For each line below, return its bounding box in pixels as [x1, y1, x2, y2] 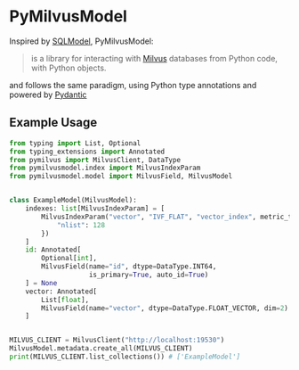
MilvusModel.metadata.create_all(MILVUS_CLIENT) [9, 344, 193, 353]
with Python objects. [30, 62, 107, 73]
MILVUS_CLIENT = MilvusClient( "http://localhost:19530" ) [9, 336, 225, 345]
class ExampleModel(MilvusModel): [9, 196, 138, 205]
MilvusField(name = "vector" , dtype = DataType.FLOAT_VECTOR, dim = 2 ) [41, 303, 289, 313]
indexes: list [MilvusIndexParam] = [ [25, 204, 166, 213]
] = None [25, 278, 58, 287]
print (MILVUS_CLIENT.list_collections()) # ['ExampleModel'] [9, 352, 241, 361]
